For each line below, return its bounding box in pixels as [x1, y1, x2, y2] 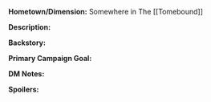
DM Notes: [8, 69, 45, 79]
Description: [8, 22, 51, 31]
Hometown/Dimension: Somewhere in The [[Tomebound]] [8, 7, 203, 16]
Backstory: [8, 38, 47, 47]
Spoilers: [8, 84, 39, 94]
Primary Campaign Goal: [8, 54, 92, 63]
